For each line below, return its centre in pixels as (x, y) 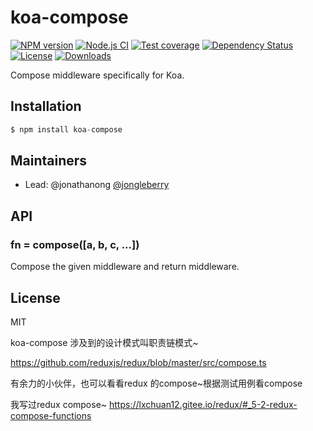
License (35, 297)
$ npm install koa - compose (66, 129)
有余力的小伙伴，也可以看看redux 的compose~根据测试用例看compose (156, 383)
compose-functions (51, 415)
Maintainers (49, 161)
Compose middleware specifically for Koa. (97, 75)
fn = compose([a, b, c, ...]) (75, 244)
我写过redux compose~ (59, 404)
